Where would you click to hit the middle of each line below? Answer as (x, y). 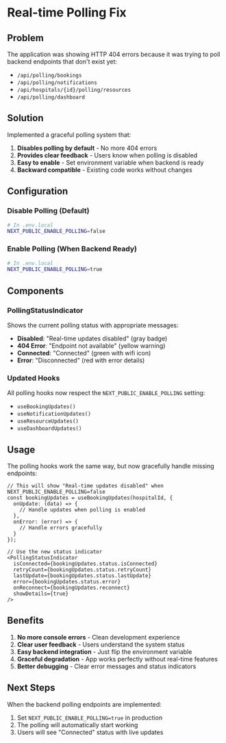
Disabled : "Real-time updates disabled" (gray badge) (92, 338)
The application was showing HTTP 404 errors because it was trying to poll (114, 54)
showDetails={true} (41, 594)
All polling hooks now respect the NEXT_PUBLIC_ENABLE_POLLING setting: (106, 393)
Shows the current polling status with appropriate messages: (93, 325)
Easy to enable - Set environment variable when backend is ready (110, 162)
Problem (26, 38)
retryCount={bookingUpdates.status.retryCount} (83, 570)
